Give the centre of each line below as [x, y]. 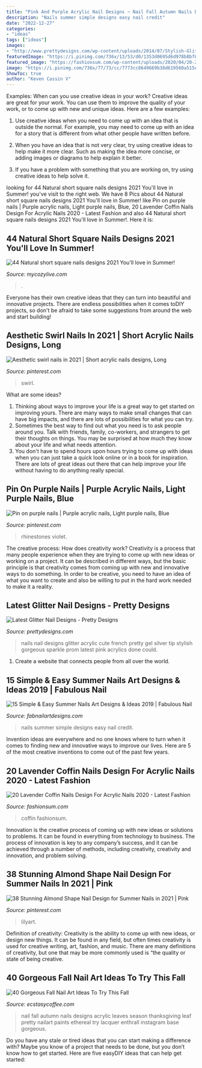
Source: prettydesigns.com [40, 632]
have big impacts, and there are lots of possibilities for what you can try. [104, 419]
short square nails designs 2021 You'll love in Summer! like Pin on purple [96, 201]
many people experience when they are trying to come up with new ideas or [101, 554]
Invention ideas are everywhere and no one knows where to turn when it [96, 739]
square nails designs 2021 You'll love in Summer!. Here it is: [80, 220]
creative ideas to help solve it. [52, 176]
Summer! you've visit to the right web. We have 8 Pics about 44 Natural [95, 194]
